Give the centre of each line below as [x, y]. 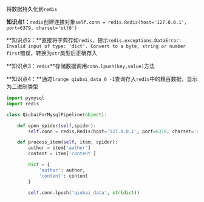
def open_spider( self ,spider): [57, 126]
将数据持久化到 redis [32, 9]
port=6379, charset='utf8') [42, 28]
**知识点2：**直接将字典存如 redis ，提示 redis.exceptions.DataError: [94, 40]
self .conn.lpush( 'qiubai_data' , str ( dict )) [84, 193]
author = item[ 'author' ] [59, 148]
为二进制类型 [22, 86]
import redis [23, 103]
